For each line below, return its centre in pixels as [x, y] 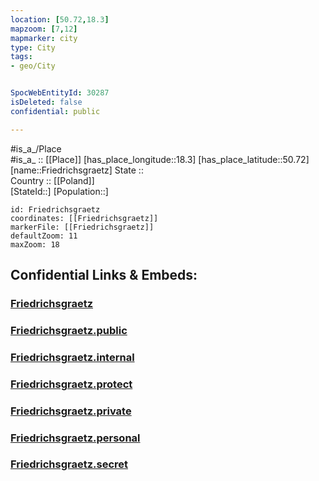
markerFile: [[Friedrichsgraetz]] [82, 227]
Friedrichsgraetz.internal [72, 357]
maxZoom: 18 [35, 244]
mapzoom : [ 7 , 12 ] [44, 29]
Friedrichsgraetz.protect [71, 384]
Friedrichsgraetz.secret [69, 464]
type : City [33, 47]
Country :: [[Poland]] [52, 180]
